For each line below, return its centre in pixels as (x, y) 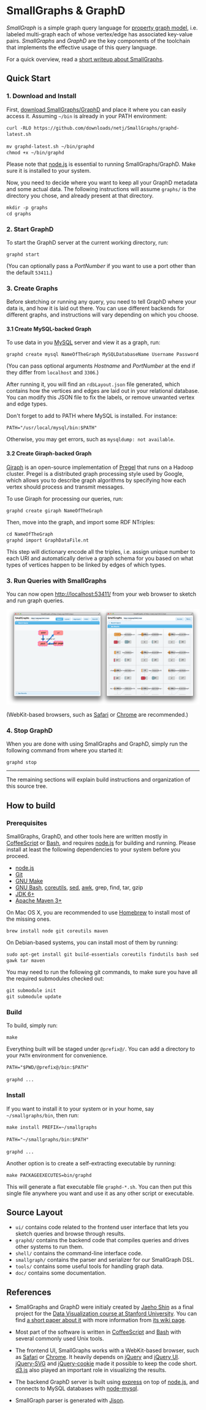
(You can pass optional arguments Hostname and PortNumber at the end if (101, 366)
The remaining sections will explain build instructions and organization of (98, 780)
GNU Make (29, 881)
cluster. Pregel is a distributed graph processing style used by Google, (95, 473)
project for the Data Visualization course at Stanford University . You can (106, 1314)
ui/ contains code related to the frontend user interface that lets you (102, 1227)
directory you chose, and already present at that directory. (80, 195)
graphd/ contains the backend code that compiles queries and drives (102, 1240)
